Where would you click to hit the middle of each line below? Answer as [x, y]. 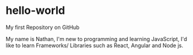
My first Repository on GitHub [43, 27]
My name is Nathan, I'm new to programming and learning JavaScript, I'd [96, 39]
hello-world [36, 11]
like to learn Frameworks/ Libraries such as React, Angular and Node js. [94, 45]
